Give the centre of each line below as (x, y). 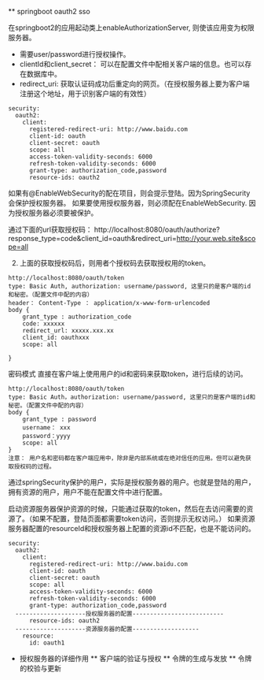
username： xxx (46, 428)
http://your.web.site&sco (216, 238)
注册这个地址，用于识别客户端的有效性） (85, 93)
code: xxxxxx (44, 324)
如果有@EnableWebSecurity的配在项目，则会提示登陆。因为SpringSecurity (129, 193)
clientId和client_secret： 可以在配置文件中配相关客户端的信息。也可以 (132, 64)
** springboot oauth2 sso (49, 11)
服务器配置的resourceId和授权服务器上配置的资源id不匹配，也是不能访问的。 (132, 528)
